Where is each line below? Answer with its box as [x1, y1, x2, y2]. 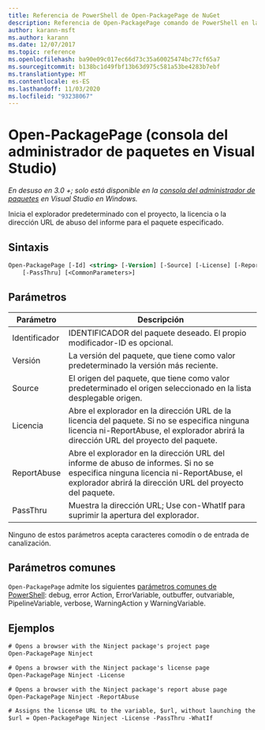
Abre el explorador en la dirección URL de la [68, 405, 232, 416]
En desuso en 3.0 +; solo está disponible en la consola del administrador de [8, 186, 256, 196]
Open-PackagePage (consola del [8, 126, 229, 144]
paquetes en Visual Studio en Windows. [8, 194, 138, 203]
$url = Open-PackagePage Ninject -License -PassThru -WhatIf [8, 714, 214, 722]
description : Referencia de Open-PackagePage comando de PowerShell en [8, 19, 248, 27]
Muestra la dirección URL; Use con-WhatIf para [68, 500, 246, 511]
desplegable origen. [68, 392, 143, 403]
